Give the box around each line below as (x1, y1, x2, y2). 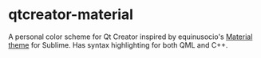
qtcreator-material (8, 6, 134, 24)
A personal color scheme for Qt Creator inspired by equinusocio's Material (8, 32, 253, 41)
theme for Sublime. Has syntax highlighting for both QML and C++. (8, 40, 228, 49)
